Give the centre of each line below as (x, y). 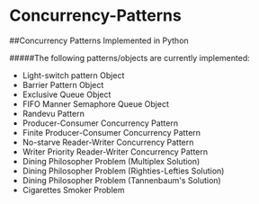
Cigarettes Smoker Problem (73, 190)
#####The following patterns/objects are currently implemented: (129, 58)
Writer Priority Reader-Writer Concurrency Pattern (115, 151)
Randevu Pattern (54, 113)
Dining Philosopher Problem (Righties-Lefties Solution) (123, 171)
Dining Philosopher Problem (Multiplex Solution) (111, 161)
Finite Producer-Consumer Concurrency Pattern (111, 132)
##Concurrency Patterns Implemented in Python (99, 40)
